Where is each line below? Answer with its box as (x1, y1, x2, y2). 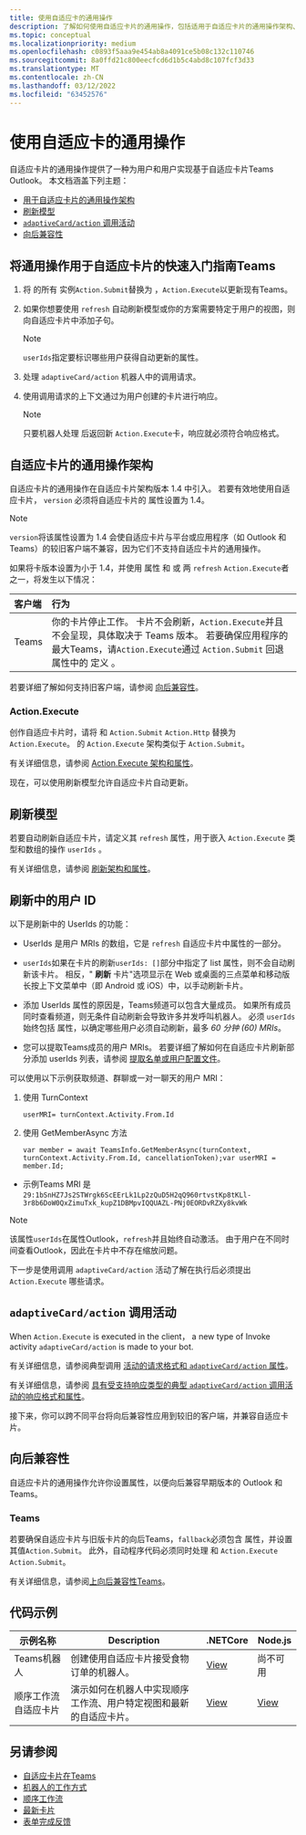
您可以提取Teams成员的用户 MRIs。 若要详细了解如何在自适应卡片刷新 (22, 1042, 287, 1053)
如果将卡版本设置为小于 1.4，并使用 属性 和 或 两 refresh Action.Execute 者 (9, 562, 290, 573)
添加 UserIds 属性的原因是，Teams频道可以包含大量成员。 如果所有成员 (22, 999, 291, 1010)
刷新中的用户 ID (9, 892, 97, 908)
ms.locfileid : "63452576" (9, 89, 107, 99)
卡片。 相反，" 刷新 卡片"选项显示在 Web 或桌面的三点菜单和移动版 (38, 969, 291, 980)
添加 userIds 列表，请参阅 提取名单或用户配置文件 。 (30, 1053, 226, 1064)
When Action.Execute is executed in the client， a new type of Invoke (9, 1330, 270, 1342)
